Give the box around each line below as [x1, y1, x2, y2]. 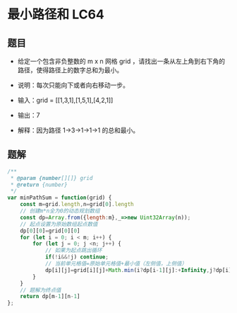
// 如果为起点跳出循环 [44, 247, 102, 254]
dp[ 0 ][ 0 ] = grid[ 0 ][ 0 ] [20, 227, 80, 234]
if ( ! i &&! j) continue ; [44, 254, 109, 261]
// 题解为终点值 [20, 286, 61, 294]
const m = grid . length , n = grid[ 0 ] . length [20, 201, 134, 208]
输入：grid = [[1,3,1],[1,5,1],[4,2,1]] [17, 96, 114, 104]
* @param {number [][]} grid [10, 174, 93, 181]
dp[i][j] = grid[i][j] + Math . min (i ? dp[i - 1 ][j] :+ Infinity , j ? [44, 266, 217, 273]
